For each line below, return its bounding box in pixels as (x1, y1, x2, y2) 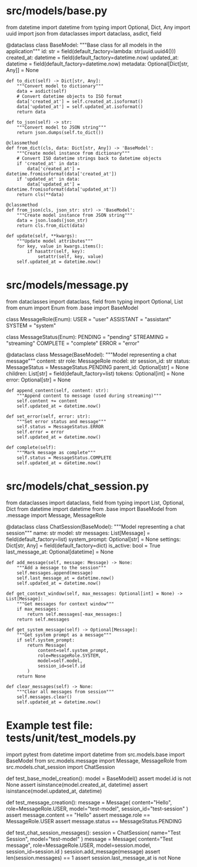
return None (16, 673, 46, 679)
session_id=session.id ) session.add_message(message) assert (6, 848, 161, 855)
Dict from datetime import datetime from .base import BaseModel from (6, 505, 178, 512)
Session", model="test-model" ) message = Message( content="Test (6, 835, 173, 842)
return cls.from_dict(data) (16, 223, 85, 229)
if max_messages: (16, 606, 59, 612)
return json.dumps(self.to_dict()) (16, 129, 104, 135)
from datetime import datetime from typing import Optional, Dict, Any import (6, 24, 191, 31)
